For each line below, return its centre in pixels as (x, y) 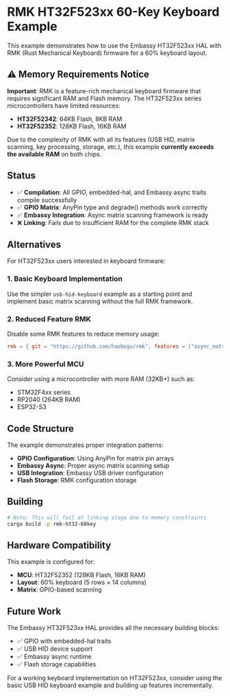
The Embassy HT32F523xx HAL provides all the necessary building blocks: (113, 628)
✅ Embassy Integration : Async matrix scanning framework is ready (113, 215)
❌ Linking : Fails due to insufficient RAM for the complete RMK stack (113, 222)
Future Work (34, 611)
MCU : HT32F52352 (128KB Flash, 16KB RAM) (81, 575)
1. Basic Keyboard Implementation (65, 279)
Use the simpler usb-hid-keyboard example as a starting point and (100, 294)
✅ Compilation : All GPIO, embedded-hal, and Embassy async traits (112, 192)
